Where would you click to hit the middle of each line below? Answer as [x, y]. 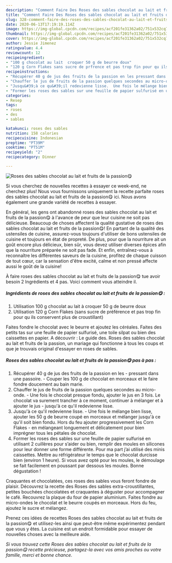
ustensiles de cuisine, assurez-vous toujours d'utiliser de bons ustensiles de [86, 233]
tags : [11, 105]
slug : [11, 19]
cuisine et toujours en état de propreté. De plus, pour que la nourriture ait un [86, 239]
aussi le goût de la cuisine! [34, 266]
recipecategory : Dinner [31, 157]
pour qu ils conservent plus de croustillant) [58, 317]
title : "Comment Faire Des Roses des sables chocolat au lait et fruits [85, 15]
